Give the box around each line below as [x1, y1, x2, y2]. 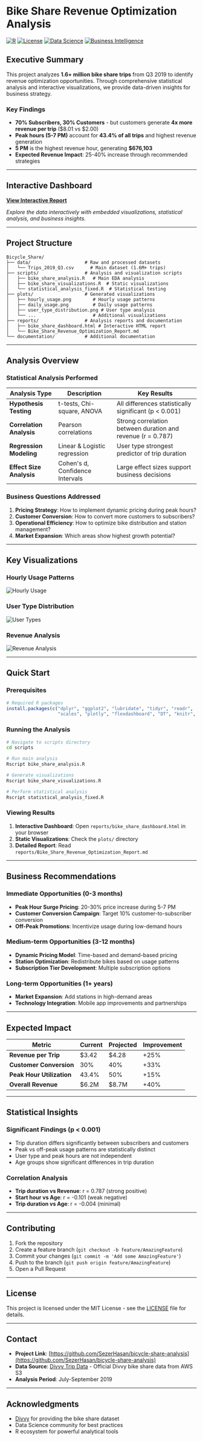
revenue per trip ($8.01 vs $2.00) [14, 125, 99, 132]
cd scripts [6, 745, 34, 751]
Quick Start [6, 668, 50, 678]
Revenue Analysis [6, 631, 60, 639]
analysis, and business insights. [6, 215, 86, 222]
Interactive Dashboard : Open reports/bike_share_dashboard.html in [14, 822, 186, 829]
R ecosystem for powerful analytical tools [14, 1428, 119, 1435]
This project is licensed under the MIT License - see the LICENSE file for [6, 1304, 186, 1312]
